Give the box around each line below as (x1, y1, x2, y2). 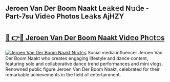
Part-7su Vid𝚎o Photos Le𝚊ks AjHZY (5, 12, 124, 21)
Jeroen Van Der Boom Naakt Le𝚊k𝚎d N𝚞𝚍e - (5, 4, 150, 13)
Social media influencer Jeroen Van (88, 50, 163, 55)
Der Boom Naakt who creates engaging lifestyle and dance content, (5, 55, 148, 61)
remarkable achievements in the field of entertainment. (5, 72, 121, 77)
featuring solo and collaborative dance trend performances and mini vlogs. (5, 61, 163, 67)
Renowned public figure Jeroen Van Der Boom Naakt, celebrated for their (5, 66, 160, 72)
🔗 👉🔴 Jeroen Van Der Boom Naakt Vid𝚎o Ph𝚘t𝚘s (5, 33, 165, 42)
